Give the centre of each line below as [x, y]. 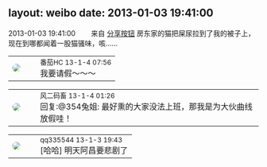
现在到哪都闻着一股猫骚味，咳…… [63, 43]
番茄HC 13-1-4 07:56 [76, 62]
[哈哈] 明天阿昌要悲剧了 [84, 150]
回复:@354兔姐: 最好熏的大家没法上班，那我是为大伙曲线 [146, 107]
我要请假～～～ [68, 73]
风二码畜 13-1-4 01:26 [77, 95]
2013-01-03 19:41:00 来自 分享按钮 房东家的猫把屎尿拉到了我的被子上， [132, 33]
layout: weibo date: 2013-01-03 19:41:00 [111, 13]
